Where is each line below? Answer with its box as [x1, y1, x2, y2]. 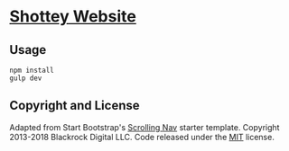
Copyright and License [9, 98, 140, 113]
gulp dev [9, 74, 42, 83]
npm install [9, 66, 54, 75]
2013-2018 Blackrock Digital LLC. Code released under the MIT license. [9, 131, 275, 142]
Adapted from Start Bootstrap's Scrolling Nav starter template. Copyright [9, 121, 280, 132]
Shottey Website [9, 6, 137, 27]
